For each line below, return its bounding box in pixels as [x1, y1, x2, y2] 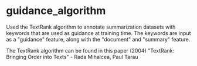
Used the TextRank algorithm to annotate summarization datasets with [6, 23, 176, 30]
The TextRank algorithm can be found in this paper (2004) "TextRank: [6, 47, 175, 54]
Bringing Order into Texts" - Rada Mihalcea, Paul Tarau [6, 53, 139, 60]
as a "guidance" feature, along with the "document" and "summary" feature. [6, 36, 191, 43]
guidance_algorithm [6, 4, 106, 18]
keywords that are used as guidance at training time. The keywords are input [6, 29, 191, 36]
